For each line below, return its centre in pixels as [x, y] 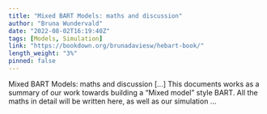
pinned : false [32, 61]
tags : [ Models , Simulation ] [56, 38]
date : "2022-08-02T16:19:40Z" [59, 31]
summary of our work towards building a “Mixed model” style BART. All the [133, 92]
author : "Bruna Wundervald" [56, 23]
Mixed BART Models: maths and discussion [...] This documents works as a [134, 84]
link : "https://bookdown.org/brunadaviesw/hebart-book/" [106, 46]
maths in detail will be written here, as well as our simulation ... [112, 101]
